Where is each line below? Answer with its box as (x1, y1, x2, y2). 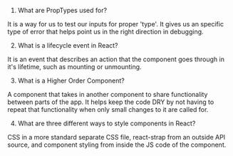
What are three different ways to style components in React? (17, 119, 196, 128)
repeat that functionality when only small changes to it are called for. (7, 105, 209, 113)
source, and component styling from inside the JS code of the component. (7, 140, 227, 149)
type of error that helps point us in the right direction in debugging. (7, 28, 204, 36)
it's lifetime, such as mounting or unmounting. (7, 63, 142, 71)
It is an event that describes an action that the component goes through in (7, 55, 224, 63)
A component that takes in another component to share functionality (7, 90, 208, 98)
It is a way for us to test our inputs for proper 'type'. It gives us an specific (7, 20, 224, 28)
